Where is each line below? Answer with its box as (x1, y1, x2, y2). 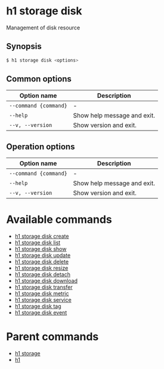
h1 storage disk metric (14, 290, 69, 297)
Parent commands (6, 330, 99, 344)
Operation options (6, 141, 75, 152)
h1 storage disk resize (14, 265, 69, 272)
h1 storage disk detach (14, 271, 70, 278)
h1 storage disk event (14, 309, 67, 316)
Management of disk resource (6, 24, 81, 31)
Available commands (6, 213, 112, 226)
